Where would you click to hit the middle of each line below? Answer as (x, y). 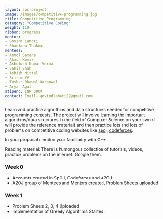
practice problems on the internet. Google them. (53, 155)
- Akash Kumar (20, 60)
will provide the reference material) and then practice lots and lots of (74, 125)
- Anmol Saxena (20, 55)
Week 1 (14, 196)
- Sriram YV (17, 78)
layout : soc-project (26, 10)
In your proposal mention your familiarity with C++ (56, 140)
